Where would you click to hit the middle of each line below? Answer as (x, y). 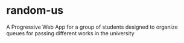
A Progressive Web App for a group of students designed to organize (92, 27)
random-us (35, 10)
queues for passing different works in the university (70, 33)
